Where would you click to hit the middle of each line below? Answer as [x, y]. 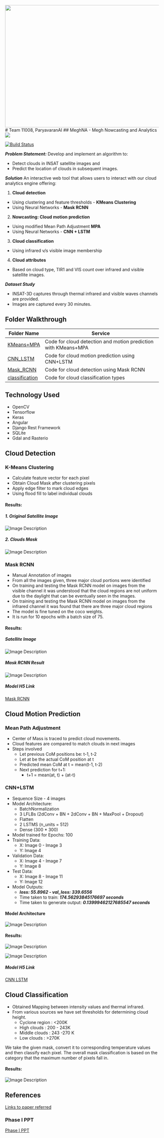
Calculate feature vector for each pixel [51, 478]
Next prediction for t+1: [42, 770]
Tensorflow [23, 412]
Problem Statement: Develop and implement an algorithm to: [67, 154]
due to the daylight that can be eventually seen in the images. [74, 596]
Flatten [26, 819]
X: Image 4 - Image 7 [41, 860]
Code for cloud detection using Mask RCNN [95, 370]
